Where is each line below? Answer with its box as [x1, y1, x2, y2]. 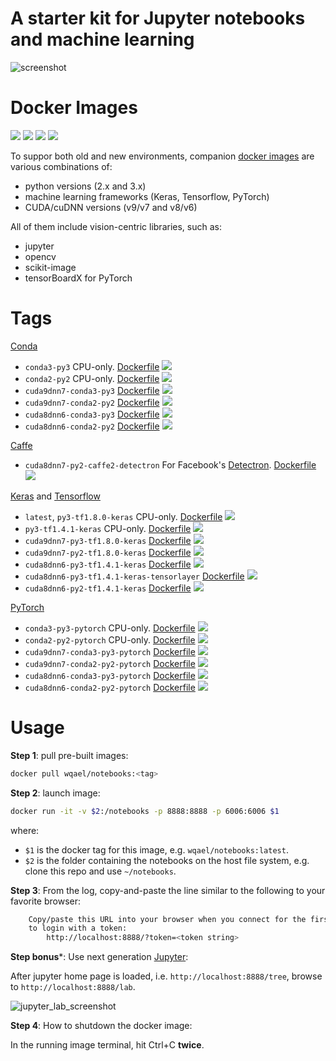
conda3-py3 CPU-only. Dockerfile [24, 360, 160, 372]
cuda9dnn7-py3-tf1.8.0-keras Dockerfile [24, 534, 192, 546]
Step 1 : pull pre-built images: [10, 749, 129, 761]
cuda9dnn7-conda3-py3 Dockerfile [24, 384, 160, 396]
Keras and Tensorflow [10, 490, 101, 502]
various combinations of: [10, 160, 113, 172]
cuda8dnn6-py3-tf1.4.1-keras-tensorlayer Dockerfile [24, 570, 245, 582]
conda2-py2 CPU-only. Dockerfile [24, 372, 160, 384]
